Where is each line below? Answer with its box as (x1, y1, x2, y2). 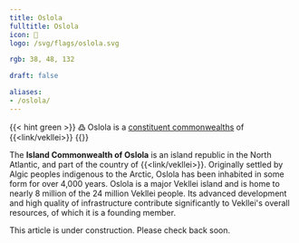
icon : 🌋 (9, 30, 39, 39)
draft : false (9, 72, 59, 81)
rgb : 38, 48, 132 (9, 55, 75, 64)
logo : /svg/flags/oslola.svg (9, 38, 120, 48)
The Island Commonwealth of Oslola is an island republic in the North (9, 149, 272, 160)
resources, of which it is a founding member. (9, 207, 177, 218)
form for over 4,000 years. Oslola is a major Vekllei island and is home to (9, 178, 281, 189)
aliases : (9, 88, 43, 97)
